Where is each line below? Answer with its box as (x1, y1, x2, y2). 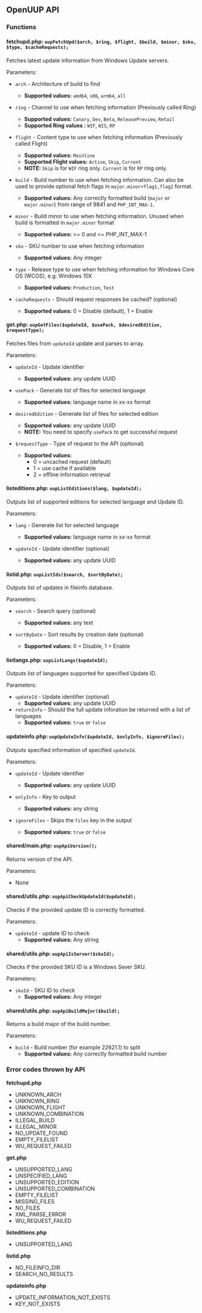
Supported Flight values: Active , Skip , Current (24, 158, 142, 165)
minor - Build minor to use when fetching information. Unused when (15, 212, 184, 219)
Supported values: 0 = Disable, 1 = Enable (24, 643, 131, 650)
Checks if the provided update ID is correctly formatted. (6, 906, 146, 913)
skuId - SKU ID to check (15, 987, 76, 994)
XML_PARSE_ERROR (15, 1210, 67, 1217)
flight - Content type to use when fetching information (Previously (15, 133, 183, 141)
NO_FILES (15, 1204, 41, 1211)
